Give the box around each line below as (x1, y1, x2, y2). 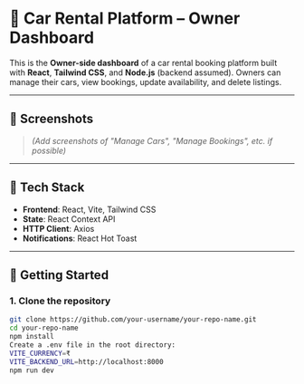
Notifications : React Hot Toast (22, 233, 138, 244)
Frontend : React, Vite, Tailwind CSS (22, 204, 157, 215)
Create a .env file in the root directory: (9, 340, 176, 350)
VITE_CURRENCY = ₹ (9, 349, 71, 358)
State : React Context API (22, 213, 116, 225)
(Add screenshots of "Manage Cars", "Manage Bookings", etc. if (31, 135, 273, 146)
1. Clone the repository (9, 294, 111, 307)
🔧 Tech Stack (9, 180, 85, 196)
